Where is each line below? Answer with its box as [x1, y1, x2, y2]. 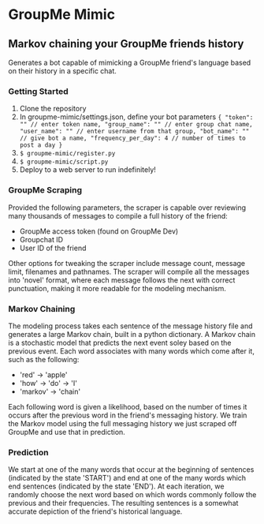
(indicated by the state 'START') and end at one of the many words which [8, 473, 247, 483]
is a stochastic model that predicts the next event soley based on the [8, 338, 232, 347]
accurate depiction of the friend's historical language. [8, 507, 183, 516]
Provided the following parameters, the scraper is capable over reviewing [8, 203, 247, 212]
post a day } [19, 141, 63, 149]
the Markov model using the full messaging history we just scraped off [8, 418, 237, 428]
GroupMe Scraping [8, 185, 83, 196]
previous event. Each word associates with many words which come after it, [8, 346, 255, 356]
